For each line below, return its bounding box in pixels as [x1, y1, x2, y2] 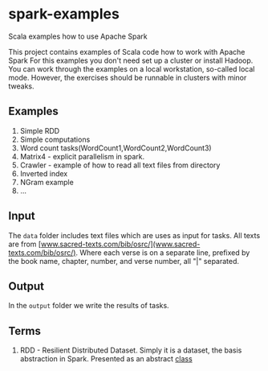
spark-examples [8, 5, 120, 23]
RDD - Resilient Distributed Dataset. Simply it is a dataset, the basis [19, 345, 242, 355]
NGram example [19, 177, 74, 187]
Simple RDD [19, 126, 60, 135]
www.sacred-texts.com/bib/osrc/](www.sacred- [40, 239, 201, 249]
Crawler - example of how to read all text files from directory [19, 160, 221, 170]
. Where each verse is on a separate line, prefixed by [75, 247, 250, 258]
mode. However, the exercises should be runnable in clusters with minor [8, 72, 247, 82]
